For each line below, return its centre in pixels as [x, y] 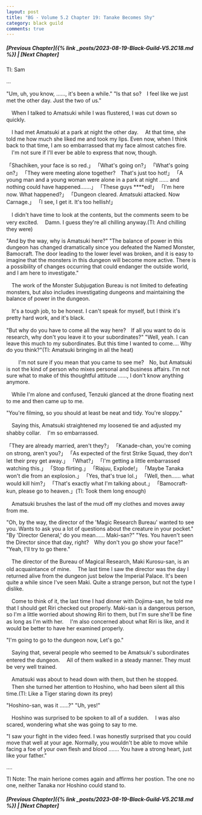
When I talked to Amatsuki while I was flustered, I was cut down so [94, 113]
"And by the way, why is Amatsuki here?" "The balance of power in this [94, 241]
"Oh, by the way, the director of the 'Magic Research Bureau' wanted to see [100, 522]
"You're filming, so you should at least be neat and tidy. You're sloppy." [94, 413]
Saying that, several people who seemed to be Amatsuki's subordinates [100, 653]
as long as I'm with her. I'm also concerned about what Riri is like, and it [98, 622]
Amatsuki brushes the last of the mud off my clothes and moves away [98, 504]
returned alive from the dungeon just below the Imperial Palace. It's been [97, 576]
